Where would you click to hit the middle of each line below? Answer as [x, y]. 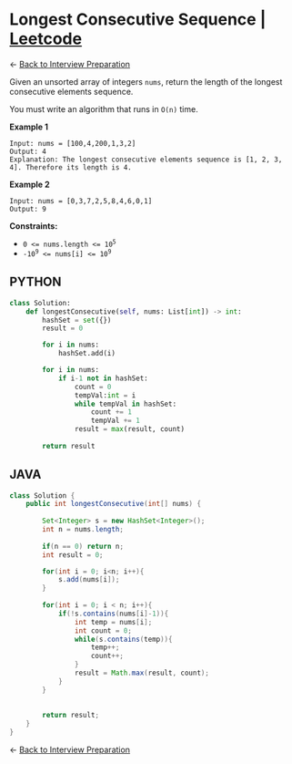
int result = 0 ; [73, 555]
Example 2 [30, 184]
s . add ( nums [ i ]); [89, 580]
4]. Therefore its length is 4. [70, 167]
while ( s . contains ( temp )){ [123, 639]
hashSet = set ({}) [77, 320]
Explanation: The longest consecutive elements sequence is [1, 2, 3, [146, 160]
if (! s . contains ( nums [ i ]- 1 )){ [113, 614]
